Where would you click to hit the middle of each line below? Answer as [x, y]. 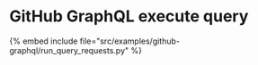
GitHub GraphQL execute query [129, 16]
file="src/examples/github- [130, 41]
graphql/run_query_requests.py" [69, 50]
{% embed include [44, 41]
